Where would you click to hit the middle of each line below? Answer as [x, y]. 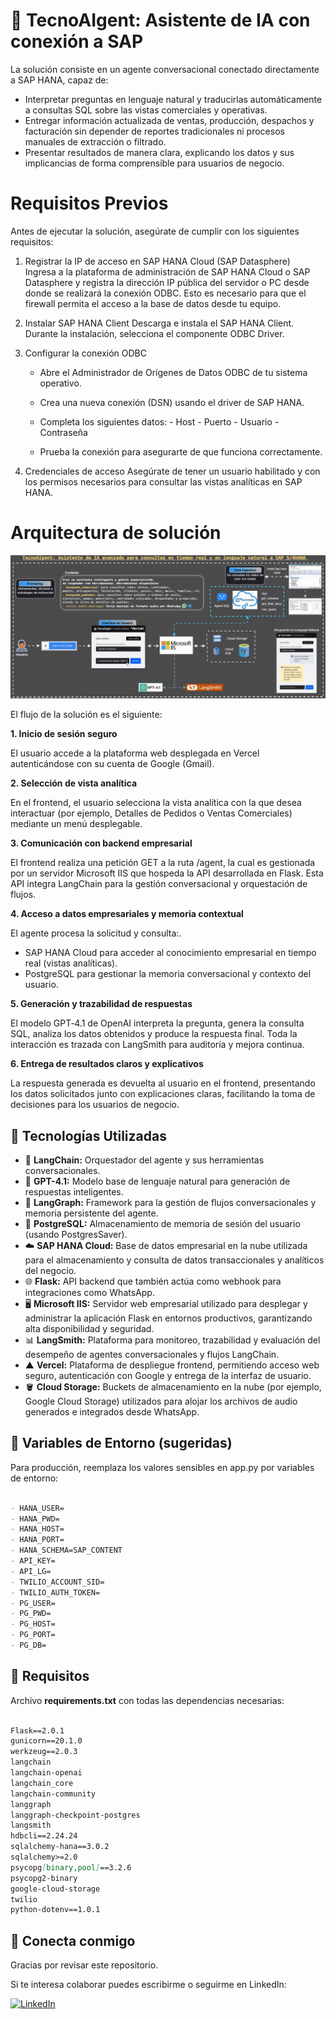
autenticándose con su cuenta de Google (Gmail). [112, 764]
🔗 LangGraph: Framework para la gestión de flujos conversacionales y [170, 1202]
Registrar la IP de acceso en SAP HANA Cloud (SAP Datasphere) [157, 261]
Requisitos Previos [89, 203]
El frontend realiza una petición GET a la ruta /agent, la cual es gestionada [163, 863]
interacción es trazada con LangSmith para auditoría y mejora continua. [157, 1045]
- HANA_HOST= [37, 1529]
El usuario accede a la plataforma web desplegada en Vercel [135, 753]
